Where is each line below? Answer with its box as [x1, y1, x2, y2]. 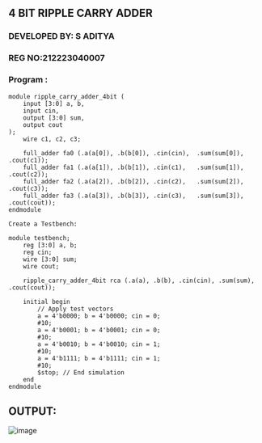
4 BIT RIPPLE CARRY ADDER [8, 6, 153, 20]
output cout [23, 120, 63, 129]
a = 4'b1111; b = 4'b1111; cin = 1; [37, 354, 161, 362]
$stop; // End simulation [37, 368, 125, 377]
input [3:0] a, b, [23, 99, 85, 108]
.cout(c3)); [8, 184, 49, 192]
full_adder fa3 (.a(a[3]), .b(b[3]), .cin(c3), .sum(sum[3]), [23, 192, 244, 200]
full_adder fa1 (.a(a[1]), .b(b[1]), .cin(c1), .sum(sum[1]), [23, 163, 244, 171]
